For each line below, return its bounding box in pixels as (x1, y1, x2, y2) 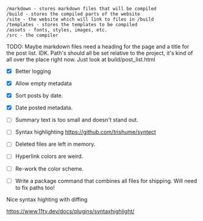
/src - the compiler (6, 32, 59, 38)
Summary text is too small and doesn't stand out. (15, 116, 138, 124)
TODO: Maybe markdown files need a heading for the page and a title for (6, 43, 190, 50)
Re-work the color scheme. (15, 165, 84, 172)
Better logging (15, 67, 51, 75)
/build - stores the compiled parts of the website (6, 11, 140, 17)
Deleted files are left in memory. (15, 140, 96, 148)
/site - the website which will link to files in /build (6, 16, 154, 22)
